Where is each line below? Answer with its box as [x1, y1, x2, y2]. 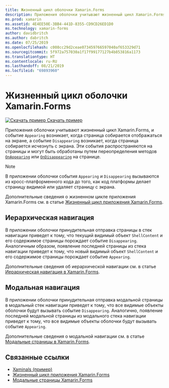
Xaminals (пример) [12, 366, 53, 372]
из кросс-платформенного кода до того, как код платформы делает [5, 178, 151, 184]
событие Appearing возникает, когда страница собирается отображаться [5, 132, 162, 138]
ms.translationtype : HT [5, 54, 55, 59]
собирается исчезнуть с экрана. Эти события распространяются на [5, 143, 152, 149]
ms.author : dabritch [5, 36, 49, 41]
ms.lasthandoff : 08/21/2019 [5, 63, 64, 68]
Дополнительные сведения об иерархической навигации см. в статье [5, 263, 156, 269]
